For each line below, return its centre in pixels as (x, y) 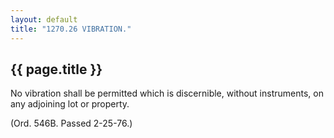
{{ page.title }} (56, 69)
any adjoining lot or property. (70, 104)
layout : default (44, 19)
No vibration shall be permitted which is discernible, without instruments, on (167, 93)
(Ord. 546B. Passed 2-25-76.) (71, 123)
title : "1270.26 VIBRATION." (71, 29)
